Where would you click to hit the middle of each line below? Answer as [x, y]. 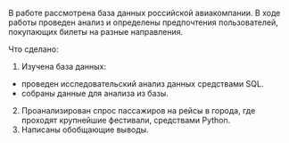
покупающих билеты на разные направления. [96, 32]
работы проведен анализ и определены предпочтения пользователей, [143, 22]
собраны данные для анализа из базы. [95, 93]
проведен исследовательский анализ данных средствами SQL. [142, 84]
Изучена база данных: [64, 67]
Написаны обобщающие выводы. [85, 130]
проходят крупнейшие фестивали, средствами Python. [126, 120]
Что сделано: [33, 49]
